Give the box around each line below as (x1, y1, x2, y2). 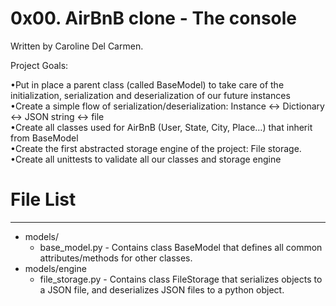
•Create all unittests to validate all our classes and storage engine (10, 153, 282, 165)
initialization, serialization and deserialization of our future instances (10, 89, 291, 101)
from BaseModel (10, 132, 79, 144)
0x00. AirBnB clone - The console (10, 7, 298, 30)
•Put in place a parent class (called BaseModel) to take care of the (10, 78, 285, 91)
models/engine (24, 262, 87, 274)
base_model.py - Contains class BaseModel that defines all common (39, 241, 323, 253)
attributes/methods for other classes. (39, 252, 193, 264)
